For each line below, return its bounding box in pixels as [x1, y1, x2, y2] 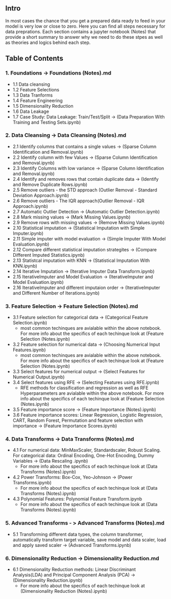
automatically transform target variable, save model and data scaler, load [12, 536, 166, 543]
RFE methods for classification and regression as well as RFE [20, 385, 149, 391]
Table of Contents [5, 54, 64, 63]
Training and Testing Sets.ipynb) [12, 119, 81, 125]
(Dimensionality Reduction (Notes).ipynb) [20, 588, 107, 594]
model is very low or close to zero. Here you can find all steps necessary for [5, 23, 166, 29]
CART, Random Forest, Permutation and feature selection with [12, 417, 143, 423]
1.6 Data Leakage [12, 108, 50, 114]
